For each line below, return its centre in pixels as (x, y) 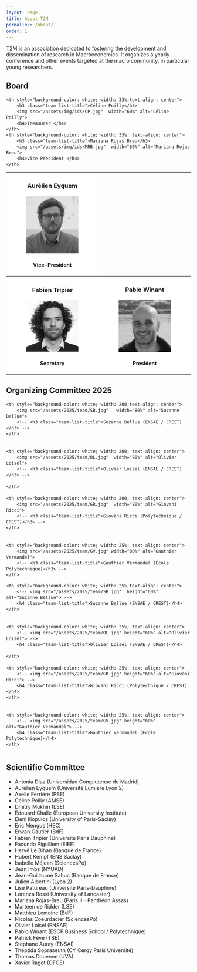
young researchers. (30, 67)
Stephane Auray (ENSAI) (44, 944)
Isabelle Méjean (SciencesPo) (50, 863)
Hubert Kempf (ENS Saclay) (48, 856)
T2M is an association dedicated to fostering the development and (86, 48)
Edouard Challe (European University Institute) (71, 813)
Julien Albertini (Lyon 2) (43, 882)
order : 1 (17, 31)
